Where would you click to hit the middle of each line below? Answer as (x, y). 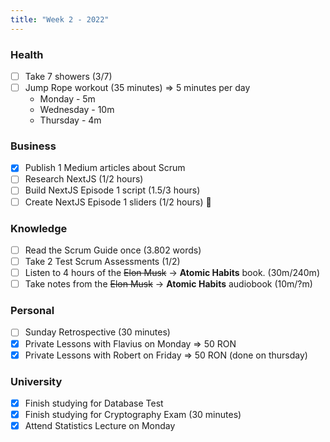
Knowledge (39, 228)
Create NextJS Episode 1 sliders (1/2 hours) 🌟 (118, 202)
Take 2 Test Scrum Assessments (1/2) (102, 261)
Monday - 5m (67, 99)
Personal (32, 311)
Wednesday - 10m (77, 110)
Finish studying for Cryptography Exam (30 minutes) (133, 414)
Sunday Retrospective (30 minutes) (97, 332)
